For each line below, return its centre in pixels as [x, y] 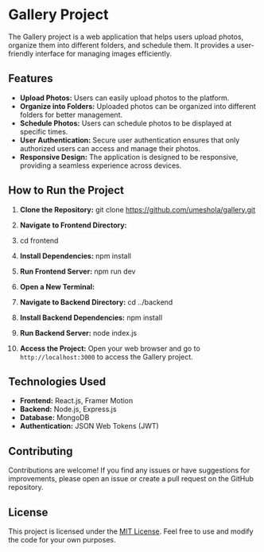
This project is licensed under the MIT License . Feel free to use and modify [131, 531]
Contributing [41, 451]
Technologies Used [57, 381]
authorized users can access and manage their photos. [110, 148]
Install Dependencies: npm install [75, 255]
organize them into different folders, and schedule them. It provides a [122, 45]
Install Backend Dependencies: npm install [91, 317]
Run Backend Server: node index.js [78, 332]
